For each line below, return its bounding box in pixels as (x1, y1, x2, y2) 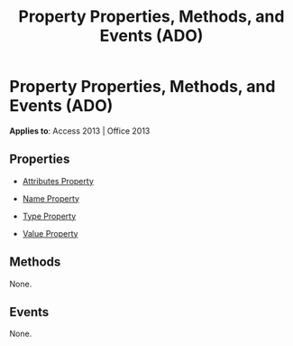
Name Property (22, 192, 79, 204)
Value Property (22, 228, 78, 238)
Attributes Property (22, 175, 95, 186)
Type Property (22, 210, 77, 221)
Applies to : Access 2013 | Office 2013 (9, 125, 151, 136)
